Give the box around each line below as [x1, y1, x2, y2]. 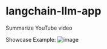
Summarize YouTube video [5, 24, 73, 31]
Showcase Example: [5, 36, 56, 43]
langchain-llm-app [5, 4, 102, 18]
